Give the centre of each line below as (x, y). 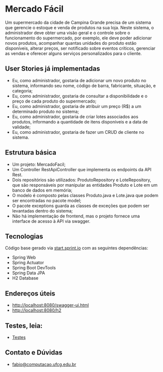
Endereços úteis (30, 293)
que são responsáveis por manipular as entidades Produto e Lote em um (85, 185)
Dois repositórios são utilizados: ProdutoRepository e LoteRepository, (82, 180)
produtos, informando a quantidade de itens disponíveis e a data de (80, 122)
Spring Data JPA (28, 273)
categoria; (22, 90)
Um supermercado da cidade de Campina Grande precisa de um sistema (78, 22)
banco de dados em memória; (42, 190)
